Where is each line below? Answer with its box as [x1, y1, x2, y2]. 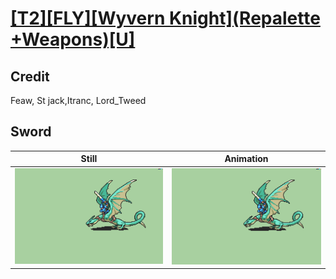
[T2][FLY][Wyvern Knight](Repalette [10, 7, 321, 30]
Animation [224, 153, 269, 165]
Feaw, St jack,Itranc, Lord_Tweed [10, 95, 147, 106]
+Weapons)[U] [10, 28, 136, 51]
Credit [10, 68, 50, 85]
